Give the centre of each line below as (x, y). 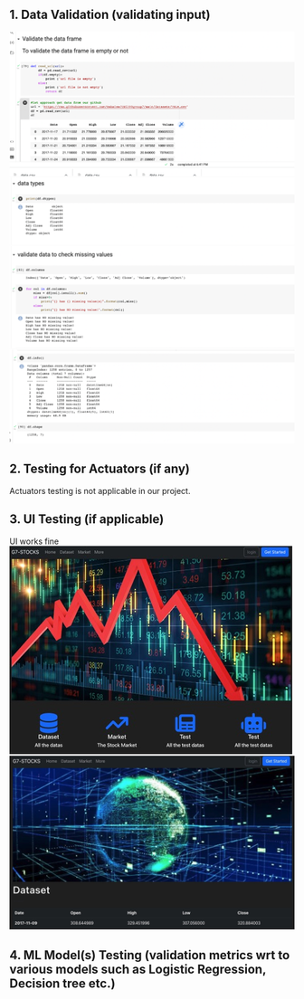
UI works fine (34, 541)
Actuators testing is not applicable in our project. (100, 490)
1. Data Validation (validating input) (110, 15)
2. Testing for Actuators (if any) (100, 469)
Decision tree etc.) (62, 983)
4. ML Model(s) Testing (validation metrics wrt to (150, 955)
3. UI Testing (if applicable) (87, 519)
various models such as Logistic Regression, (138, 969)
